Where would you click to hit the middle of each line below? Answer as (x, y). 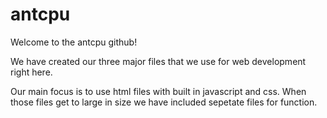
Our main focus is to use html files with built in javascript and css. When (158, 91)
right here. (31, 72)
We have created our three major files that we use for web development (158, 61)
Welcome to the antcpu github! (74, 42)
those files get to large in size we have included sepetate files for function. (164, 102)
